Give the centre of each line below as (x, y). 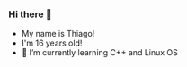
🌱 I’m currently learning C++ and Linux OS (100, 53)
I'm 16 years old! (52, 43)
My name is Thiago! (58, 34)
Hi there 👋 (31, 14)
